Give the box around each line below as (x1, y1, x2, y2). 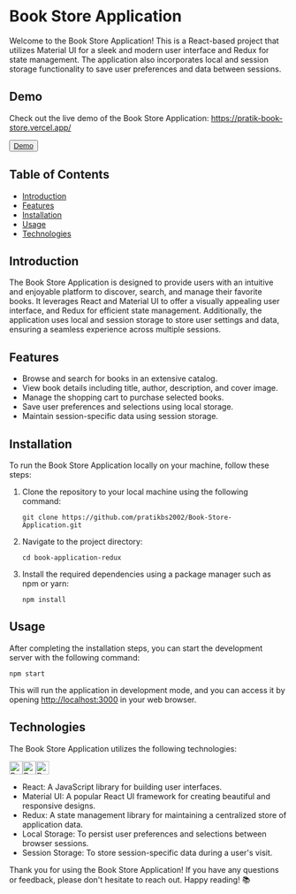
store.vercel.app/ (9, 122, 72, 133)
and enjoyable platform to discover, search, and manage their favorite (9, 287, 262, 297)
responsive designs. (21, 800, 95, 811)
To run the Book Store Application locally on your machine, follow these (9, 460, 269, 470)
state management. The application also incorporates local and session (9, 54, 269, 65)
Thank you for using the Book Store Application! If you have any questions (9, 864, 280, 875)
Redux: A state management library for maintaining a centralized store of (21, 809, 287, 820)
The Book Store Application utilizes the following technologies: (9, 743, 237, 753)
